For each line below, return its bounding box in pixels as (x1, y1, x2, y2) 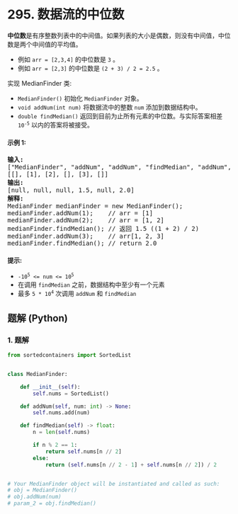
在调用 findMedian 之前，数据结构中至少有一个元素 (17, 280, 165, 289)
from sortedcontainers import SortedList (7, 352, 132, 359)
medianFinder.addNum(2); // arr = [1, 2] (7, 217, 165, 224)
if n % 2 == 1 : (33, 442, 78, 449)
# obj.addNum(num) (7, 493, 62, 501)
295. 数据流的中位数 (7, 6, 125, 23)
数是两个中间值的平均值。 (7, 40, 82, 48)
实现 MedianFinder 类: (7, 79, 72, 87)
